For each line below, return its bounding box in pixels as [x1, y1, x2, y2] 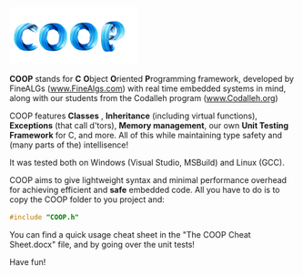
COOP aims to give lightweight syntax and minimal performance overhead [9, 175, 288, 185]
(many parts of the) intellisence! [9, 139, 129, 150]
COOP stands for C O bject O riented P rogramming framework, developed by [9, 74, 294, 84]
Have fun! [9, 256, 46, 267]
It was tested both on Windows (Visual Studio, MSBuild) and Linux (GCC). [9, 158, 285, 168]
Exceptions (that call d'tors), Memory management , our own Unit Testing [9, 120, 289, 130]
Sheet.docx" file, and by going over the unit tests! [9, 239, 196, 250]
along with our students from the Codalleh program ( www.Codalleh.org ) [9, 93, 279, 103]
